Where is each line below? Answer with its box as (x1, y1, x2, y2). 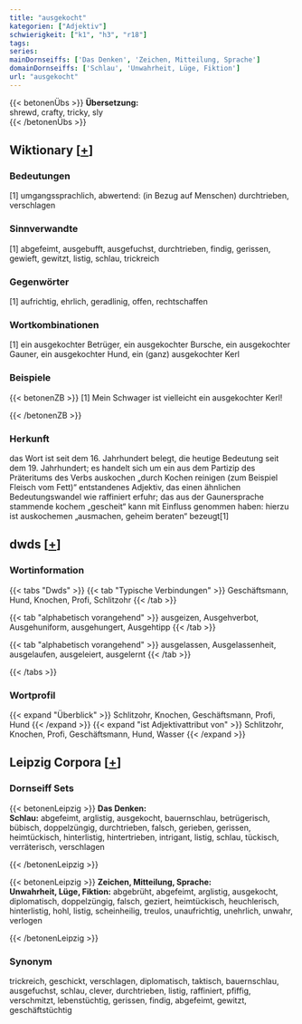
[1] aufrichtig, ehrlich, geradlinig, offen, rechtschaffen (9, 296, 208, 307)
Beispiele (9, 372, 52, 384)
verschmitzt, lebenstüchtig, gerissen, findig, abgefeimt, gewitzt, (9, 994, 247, 1006)
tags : (9, 38, 30, 48)
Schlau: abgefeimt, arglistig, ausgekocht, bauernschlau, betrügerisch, (9, 812, 270, 823)
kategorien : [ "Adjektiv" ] (9, 22, 107, 31)
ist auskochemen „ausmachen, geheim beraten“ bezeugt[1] (9, 510, 229, 521)
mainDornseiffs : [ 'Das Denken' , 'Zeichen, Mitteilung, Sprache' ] (9, 55, 260, 64)
